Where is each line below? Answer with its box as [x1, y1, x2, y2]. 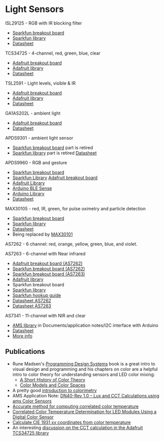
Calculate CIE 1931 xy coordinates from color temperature [12, 419, 131, 425]
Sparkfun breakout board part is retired [12, 144, 93, 151]
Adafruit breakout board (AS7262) [12, 260, 83, 266]
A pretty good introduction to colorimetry [12, 387, 97, 393]
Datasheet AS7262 [12, 297, 51, 303]
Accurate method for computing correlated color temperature [12, 403, 139, 409]
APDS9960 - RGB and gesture [5, 159, 67, 166]
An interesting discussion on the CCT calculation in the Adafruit [12, 424, 143, 430]
